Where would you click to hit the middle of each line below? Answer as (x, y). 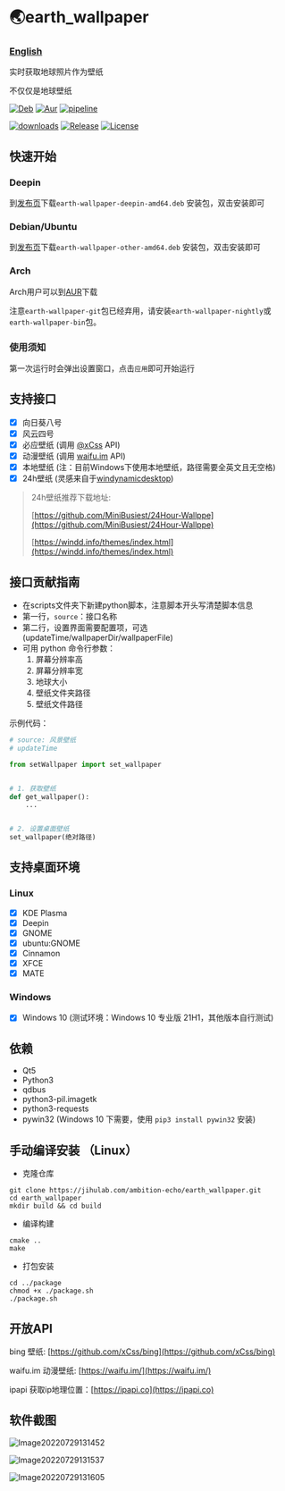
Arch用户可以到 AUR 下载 (54, 291)
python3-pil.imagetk (59, 1099)
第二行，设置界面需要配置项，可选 (85, 628)
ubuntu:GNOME (51, 943)
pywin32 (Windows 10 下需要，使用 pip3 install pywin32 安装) (139, 1119)
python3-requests (55, 1108)
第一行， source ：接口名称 (70, 617)
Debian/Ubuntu (43, 227)
